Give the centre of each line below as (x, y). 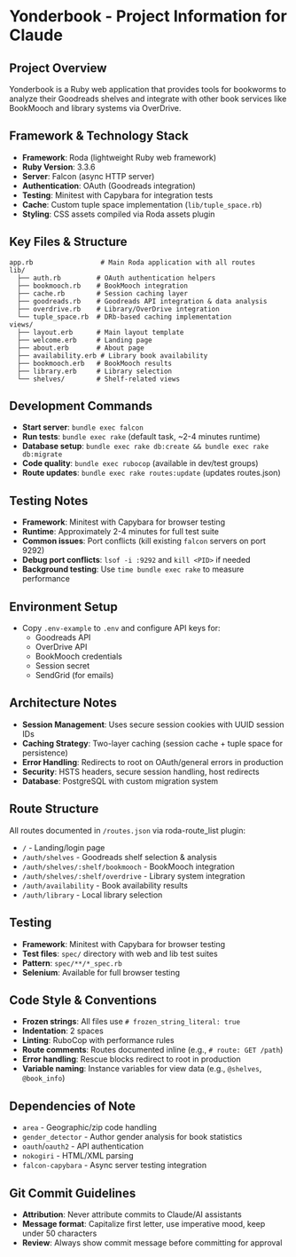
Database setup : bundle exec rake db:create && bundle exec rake (145, 447)
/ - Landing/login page (63, 847)
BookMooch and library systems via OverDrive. (95, 108)
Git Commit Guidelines (73, 1193)
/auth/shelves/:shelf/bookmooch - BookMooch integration (128, 866)
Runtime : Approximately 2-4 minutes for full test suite (121, 532)
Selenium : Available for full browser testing (101, 972)
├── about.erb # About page (81, 348)
